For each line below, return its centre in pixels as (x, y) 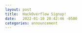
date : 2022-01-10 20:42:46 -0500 (41, 18)
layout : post (18, 9)
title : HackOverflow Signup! (36, 14)
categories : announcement (31, 23)
